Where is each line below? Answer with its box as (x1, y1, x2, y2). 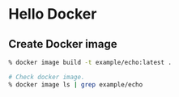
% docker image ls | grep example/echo (8, 80, 143, 89)
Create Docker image (8, 37, 117, 51)
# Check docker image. (8, 73, 85, 81)
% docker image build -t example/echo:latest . (8, 58, 173, 66)
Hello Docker (8, 5, 97, 23)
